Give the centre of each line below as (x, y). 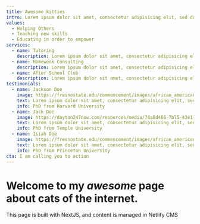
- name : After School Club (45, 73)
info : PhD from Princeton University (64, 151)
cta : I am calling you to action (48, 156)
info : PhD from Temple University (60, 128)
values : (16, 23)
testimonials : (24, 84)
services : (18, 45)
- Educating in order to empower (53, 39)
